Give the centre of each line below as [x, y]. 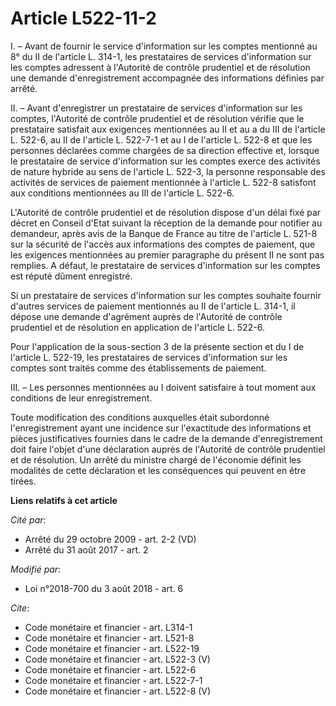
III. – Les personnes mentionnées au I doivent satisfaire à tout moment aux [163, 387]
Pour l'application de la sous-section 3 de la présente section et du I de [157, 346]
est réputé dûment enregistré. [71, 276]
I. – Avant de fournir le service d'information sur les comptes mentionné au [164, 46]
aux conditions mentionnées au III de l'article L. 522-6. [122, 193]
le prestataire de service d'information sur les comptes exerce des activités [165, 161]
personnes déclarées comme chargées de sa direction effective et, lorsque [165, 150]
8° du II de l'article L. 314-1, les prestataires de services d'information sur [161, 56]
